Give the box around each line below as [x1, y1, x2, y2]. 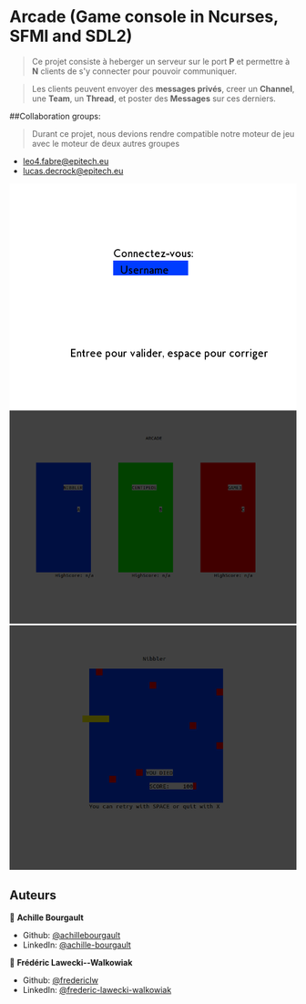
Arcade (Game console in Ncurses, [9, 6, 279, 27]
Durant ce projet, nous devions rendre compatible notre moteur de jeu [31, 128, 295, 139]
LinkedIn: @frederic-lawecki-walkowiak [22, 984, 172, 995]
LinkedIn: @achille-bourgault [22, 939, 132, 950]
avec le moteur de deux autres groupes [31, 138, 180, 149]
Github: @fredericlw [22, 974, 98, 986]
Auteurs [9, 887, 57, 904]
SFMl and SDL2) [9, 26, 133, 47]
